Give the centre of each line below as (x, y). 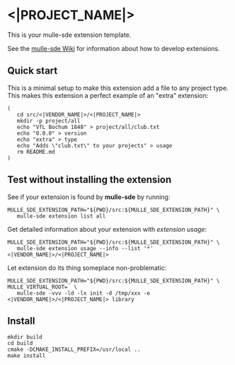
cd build (20, 344)
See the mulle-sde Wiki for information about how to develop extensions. (114, 48)
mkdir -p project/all (48, 120)
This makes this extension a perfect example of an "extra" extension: (108, 95)
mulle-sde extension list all (61, 216)
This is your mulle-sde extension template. (69, 35)
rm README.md (36, 152)
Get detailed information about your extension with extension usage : (107, 229)
